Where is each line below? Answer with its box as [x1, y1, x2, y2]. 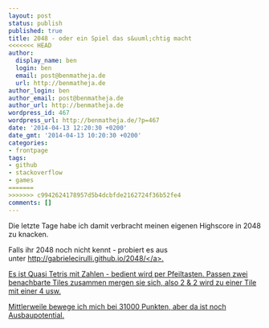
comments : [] [8, 199, 52, 207]
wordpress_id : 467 [8, 109, 70, 117]
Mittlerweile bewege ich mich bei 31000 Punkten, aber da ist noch [8, 301, 226, 311]
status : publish [8, 19, 63, 27]
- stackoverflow [8, 169, 63, 177]
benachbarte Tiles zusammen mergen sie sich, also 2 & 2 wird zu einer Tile [8, 277, 257, 287]
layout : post [8, 11, 52, 20]
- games [8, 176, 35, 185]
